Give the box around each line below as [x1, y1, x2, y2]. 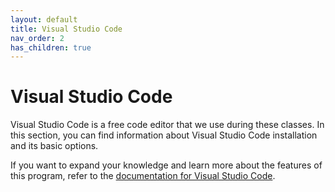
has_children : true [10, 42, 92, 53]
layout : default [10, 14, 78, 25]
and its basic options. [10, 140, 99, 152]
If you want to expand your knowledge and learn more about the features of [10, 159, 323, 171]
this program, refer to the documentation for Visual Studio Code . [10, 170, 276, 182]
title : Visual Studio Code [10, 24, 123, 34]
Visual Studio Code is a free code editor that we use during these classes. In [10, 119, 325, 131]
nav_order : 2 [10, 33, 65, 43]
